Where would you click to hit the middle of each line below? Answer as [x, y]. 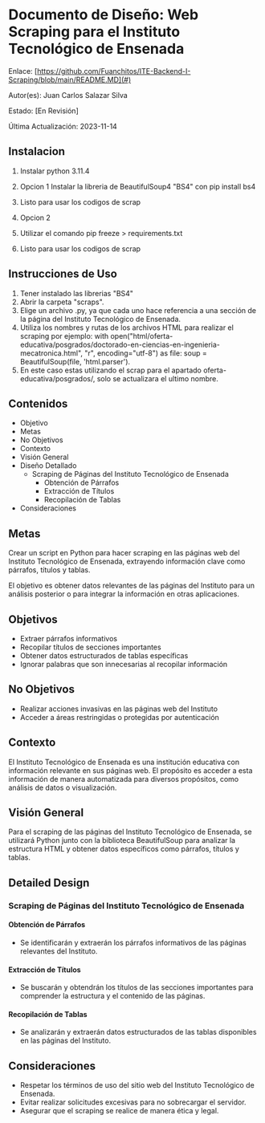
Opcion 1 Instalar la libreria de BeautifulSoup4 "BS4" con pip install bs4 [138, 186]
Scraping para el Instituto [94, 32]
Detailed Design [49, 883]
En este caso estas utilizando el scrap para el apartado [111, 370]
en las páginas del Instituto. [65, 1040]
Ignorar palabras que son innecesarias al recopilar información [124, 664]
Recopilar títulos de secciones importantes [91, 647]
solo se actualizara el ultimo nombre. [158, 378]
